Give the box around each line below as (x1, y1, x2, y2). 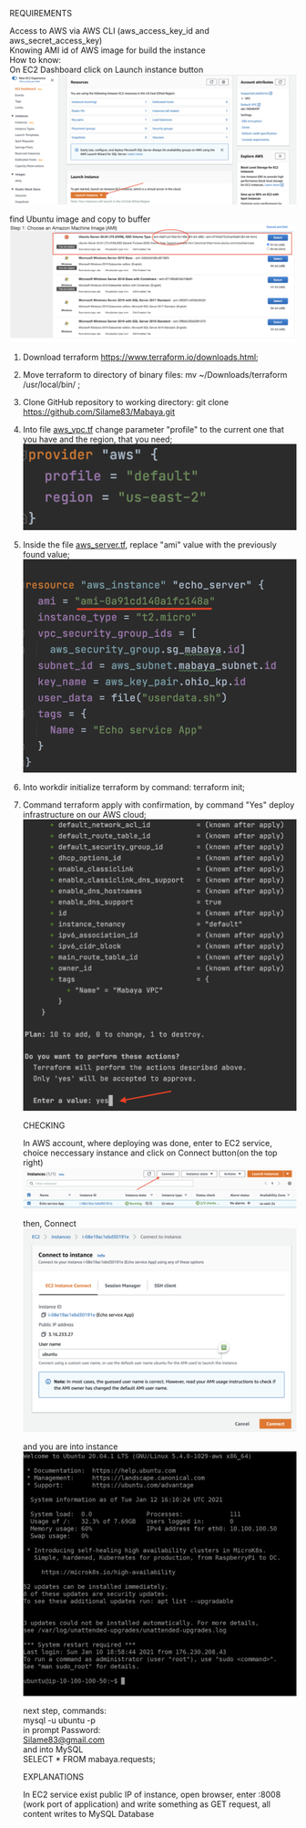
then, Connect (22, 1218, 76, 1229)
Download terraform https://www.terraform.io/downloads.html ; (22, 351, 260, 362)
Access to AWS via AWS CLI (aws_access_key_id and (9, 26, 209, 36)
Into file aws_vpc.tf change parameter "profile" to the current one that (22, 423, 284, 434)
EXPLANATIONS (22, 1771, 85, 1782)
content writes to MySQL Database (22, 1809, 155, 1820)
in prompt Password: (22, 1725, 101, 1736)
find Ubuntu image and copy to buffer (9, 214, 151, 225)
